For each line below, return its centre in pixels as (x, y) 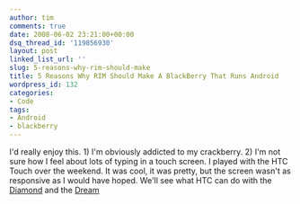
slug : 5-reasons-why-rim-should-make (80, 68)
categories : (31, 93)
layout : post (34, 51)
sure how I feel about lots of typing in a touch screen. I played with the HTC (149, 161)
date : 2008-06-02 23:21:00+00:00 (72, 34)
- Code (22, 101)
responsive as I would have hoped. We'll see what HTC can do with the (141, 180)
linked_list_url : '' (48, 59)
